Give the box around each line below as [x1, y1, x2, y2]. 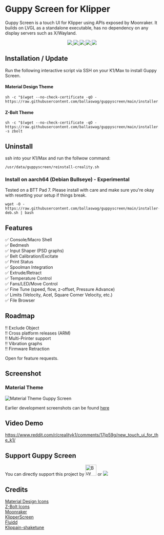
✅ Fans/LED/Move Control [5, 281, 58, 287]
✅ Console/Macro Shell [5, 237, 52, 243]
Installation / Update [5, 54, 68, 63]
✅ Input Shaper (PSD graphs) [5, 248, 64, 254]
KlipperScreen [5, 514, 34, 520]
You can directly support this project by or [5, 471, 102, 477]
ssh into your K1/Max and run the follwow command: [5, 155, 111, 161]
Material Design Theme [5, 84, 54, 90]
